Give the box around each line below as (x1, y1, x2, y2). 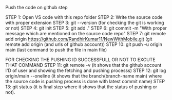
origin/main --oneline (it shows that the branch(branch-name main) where (5, 73, 162, 79)
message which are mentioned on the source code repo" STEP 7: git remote (5, 31, 166, 36)
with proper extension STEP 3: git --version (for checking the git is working (5, 20, 164, 26)
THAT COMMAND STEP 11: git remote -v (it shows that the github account (5, 62, 162, 68)
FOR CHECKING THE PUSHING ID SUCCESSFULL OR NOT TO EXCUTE (5, 57, 156, 63)
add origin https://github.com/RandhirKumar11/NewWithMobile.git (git (5, 36, 152, 42)
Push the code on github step (5, 5, 68, 10)
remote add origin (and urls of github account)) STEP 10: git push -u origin (5, 41, 163, 47)
